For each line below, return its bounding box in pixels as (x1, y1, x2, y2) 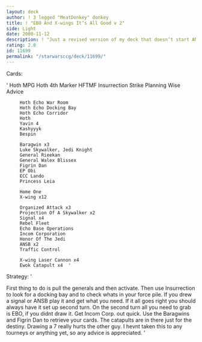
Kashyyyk (19, 125, 42, 132)
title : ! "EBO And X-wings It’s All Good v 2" (6, 20, 125, 26)
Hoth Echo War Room (19, 100, 69, 106)
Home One (19, 188, 42, 195)
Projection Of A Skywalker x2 (19, 209, 96, 216)
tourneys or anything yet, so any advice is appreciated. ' (6, 329, 145, 336)
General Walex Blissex (19, 157, 77, 163)
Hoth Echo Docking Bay (19, 104, 77, 111)
